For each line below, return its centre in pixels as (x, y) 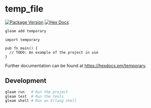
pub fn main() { (21, 48)
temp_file (24, 9)
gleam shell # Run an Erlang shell (41, 101)
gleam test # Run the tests (34, 96)
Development (26, 81)
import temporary (23, 40)
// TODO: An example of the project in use (54, 52)
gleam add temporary (26, 31)
